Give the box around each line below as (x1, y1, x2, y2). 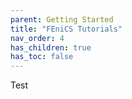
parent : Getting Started (10, 14, 114, 25)
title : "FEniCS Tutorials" (10, 24, 123, 34)
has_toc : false (10, 52, 74, 62)
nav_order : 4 (10, 33, 65, 43)
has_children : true (10, 42, 92, 53)
